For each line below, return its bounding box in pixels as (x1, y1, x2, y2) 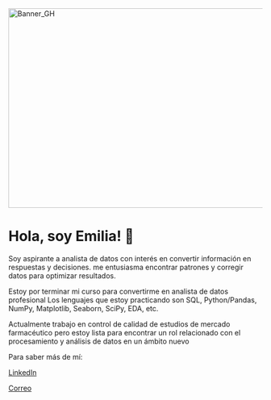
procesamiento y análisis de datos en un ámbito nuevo (8, 336, 190, 346)
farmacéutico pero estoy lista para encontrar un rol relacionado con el (8, 327, 241, 337)
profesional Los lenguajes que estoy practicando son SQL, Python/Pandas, (8, 294, 257, 305)
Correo (8, 383, 32, 393)
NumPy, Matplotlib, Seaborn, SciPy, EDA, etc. (8, 303, 159, 313)
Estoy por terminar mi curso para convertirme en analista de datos (8, 286, 228, 296)
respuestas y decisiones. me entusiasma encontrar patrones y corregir (8, 262, 244, 272)
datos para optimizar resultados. (8, 270, 116, 281)
